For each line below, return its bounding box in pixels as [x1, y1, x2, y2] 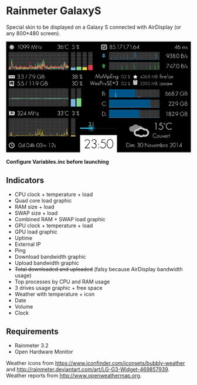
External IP [14, 241, 41, 248]
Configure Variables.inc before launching [6, 158, 110, 166]
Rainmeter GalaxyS [6, 4, 101, 18]
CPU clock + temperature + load [14, 191, 93, 198]
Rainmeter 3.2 [14, 342, 49, 349]
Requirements [6, 326, 59, 336]
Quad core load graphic [14, 197, 72, 204]
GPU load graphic [14, 228, 57, 235]
